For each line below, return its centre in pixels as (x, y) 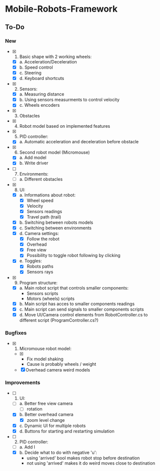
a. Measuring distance (42, 94)
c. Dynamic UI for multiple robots (53, 426)
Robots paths (40, 266)
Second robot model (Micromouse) (55, 153)
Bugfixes (16, 333)
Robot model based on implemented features (65, 126)
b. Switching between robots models (56, 222)
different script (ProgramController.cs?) (59, 320)
